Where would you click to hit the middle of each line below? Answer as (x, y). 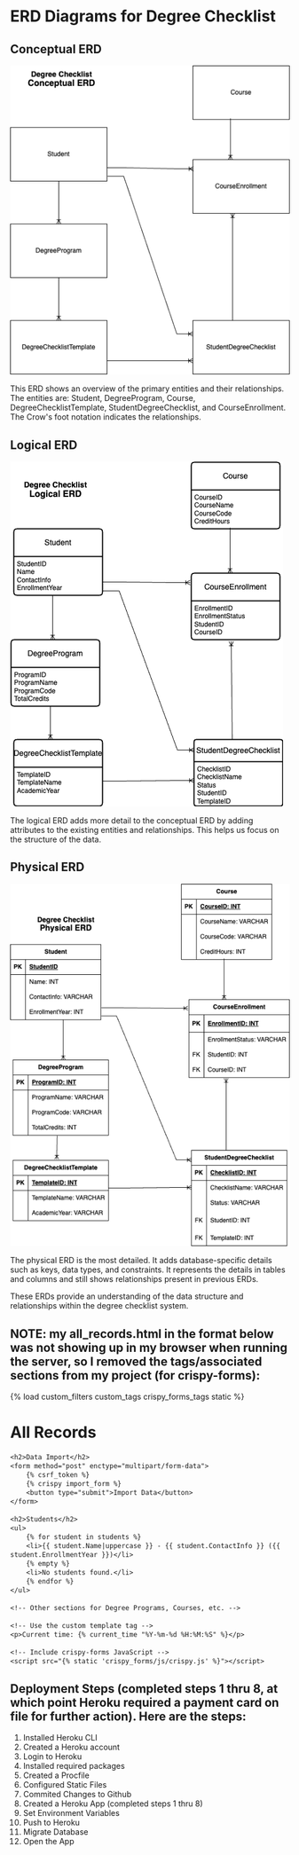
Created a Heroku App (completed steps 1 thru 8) (113, 1804)
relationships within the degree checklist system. (99, 1306)
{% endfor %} (50, 1582)
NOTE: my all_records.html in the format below (142, 1334)
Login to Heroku (52, 1756)
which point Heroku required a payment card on (145, 1702)
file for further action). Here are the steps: (128, 1716)
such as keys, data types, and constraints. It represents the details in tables (148, 1269)
